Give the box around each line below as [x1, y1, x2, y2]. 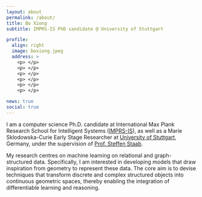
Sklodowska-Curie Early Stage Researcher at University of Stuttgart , [6, 133, 177, 141]
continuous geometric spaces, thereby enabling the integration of [6, 177, 170, 185]
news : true [6, 98, 34, 105]
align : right [11, 42, 45, 48]
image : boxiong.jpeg [11, 48, 64, 55]
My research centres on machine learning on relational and [6, 152, 153, 159]
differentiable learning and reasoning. [6, 184, 100, 191]
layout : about [6, 8, 42, 15]
